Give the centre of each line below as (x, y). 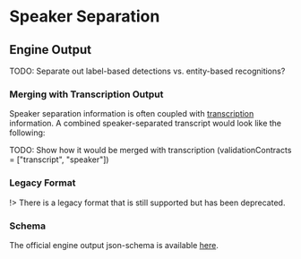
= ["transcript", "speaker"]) (59, 160)
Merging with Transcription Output (86, 94)
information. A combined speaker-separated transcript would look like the (146, 124)
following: (27, 133)
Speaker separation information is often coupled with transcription (132, 114)
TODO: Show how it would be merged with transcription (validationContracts (150, 151)
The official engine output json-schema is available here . (114, 245)
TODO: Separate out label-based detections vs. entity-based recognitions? (147, 71)
